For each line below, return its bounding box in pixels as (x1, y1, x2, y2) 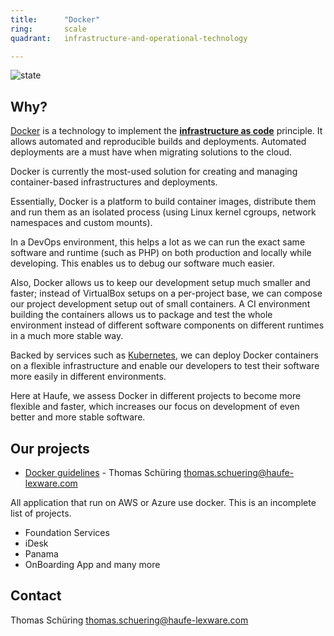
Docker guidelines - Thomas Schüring (24, 467, 182, 478)
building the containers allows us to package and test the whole (10, 309, 273, 321)
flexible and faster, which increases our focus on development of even (10, 401, 300, 413)
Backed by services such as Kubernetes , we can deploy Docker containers (10, 349, 319, 361)
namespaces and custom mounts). (10, 217, 153, 229)
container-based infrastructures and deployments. (10, 176, 218, 188)
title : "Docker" (10, 14, 101, 25)
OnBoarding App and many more (24, 559, 161, 570)
